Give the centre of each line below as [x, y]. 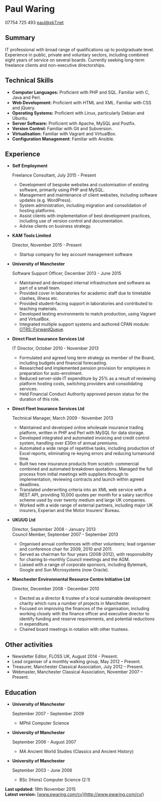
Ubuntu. [20, 118]
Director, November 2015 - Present [47, 245]
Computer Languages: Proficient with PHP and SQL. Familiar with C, [81, 92]
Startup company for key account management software [76, 254]
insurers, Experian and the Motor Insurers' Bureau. [70, 510]
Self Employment [30, 166]
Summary [20, 38]
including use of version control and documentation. [72, 221]
